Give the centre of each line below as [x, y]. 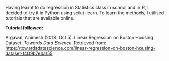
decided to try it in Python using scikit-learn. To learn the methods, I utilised [85, 13]
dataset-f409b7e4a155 [29, 53]
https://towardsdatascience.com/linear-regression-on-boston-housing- [80, 48]
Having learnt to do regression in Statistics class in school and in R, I [77, 7]
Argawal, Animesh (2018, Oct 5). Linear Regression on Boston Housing [79, 38]
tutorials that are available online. [40, 18]
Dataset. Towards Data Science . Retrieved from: [56, 43]
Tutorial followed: [24, 28]
